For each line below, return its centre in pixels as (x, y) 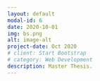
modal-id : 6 (25, 20)
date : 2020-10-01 (33, 27)
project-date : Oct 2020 (42, 46)
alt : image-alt (30, 40)
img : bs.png (25, 33)
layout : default (31, 14)
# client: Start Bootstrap (47, 54)
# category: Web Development (50, 60)
